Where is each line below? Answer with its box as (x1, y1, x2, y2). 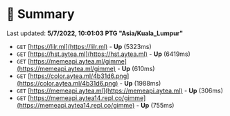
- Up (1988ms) (119, 79, 161, 87)
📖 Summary (6, 6, 75, 22)
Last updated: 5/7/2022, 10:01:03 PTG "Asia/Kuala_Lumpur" (6, 29, 184, 37)
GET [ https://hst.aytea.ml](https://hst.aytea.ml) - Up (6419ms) (16, 50, 191, 58)
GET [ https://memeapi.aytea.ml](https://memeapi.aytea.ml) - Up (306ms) (16, 86, 223, 95)
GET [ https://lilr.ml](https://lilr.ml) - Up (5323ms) (16, 42, 152, 50)
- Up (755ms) (136, 101, 175, 109)
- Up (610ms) (116, 64, 155, 72)
